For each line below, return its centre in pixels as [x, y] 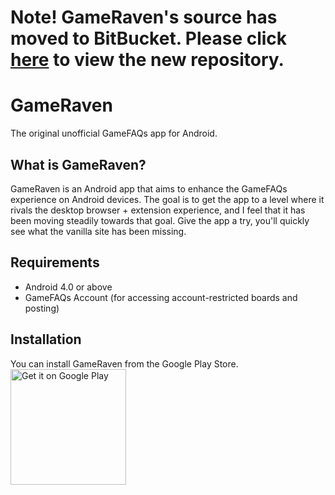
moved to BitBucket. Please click [149, 38]
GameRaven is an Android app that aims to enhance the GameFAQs [149, 188]
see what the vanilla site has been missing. [98, 231]
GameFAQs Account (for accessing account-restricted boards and [161, 297]
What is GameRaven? [78, 164]
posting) [42, 308]
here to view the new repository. [147, 60]
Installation [46, 339]
